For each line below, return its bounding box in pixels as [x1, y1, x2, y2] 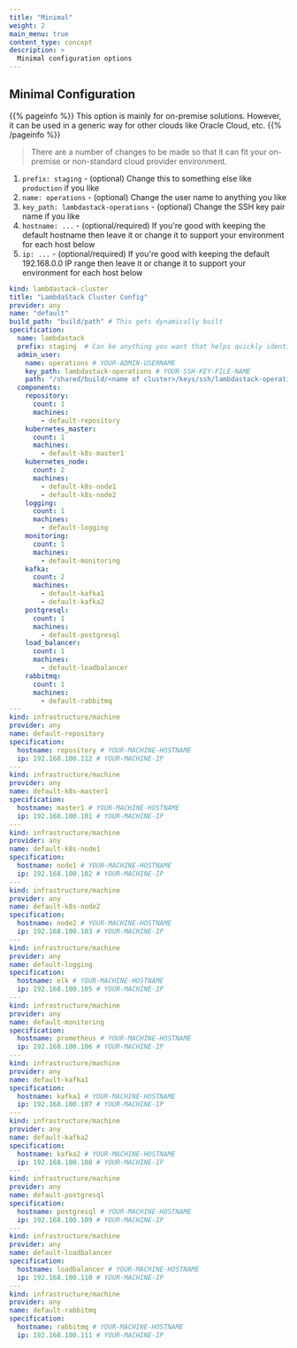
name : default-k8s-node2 [9, 902, 101, 911]
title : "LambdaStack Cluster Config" [9, 292, 148, 301]
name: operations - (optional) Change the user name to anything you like [21, 191, 287, 202]
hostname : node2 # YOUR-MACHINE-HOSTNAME [17, 919, 172, 928]
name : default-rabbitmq [9, 1306, 97, 1315]
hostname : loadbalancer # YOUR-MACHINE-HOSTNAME [17, 1265, 200, 1274]
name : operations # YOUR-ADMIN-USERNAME [25, 358, 176, 368]
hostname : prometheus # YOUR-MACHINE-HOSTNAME [17, 1034, 192, 1043]
